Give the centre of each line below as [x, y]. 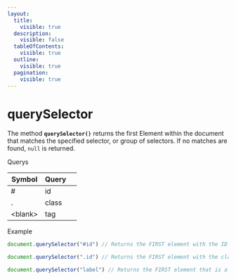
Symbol [25, 179]
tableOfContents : [39, 46]
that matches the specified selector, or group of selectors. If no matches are [117, 141]
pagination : [31, 72]
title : [23, 20]
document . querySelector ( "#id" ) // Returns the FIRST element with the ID [118, 244]
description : [33, 33]
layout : [19, 14]
